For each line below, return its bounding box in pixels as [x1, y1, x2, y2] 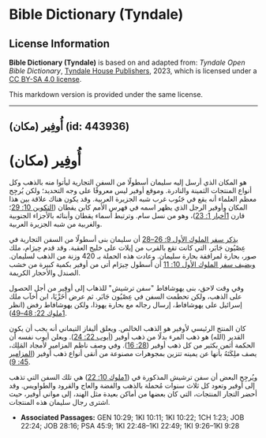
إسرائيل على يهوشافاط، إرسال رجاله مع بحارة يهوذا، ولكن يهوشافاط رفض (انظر [9, 300, 243, 310]
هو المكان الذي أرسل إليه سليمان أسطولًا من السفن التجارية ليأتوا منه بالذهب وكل [9, 177, 247, 187]
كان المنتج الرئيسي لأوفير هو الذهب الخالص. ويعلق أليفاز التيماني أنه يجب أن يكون [9, 324, 246, 333]
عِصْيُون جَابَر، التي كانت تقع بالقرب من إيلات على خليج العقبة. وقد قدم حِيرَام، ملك [9, 243, 246, 253]
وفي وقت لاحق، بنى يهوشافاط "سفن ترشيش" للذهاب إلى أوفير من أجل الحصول [9, 284, 244, 293]
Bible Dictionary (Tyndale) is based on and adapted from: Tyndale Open [9, 58, 245, 67]
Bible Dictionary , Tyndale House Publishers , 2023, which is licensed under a [9, 66, 257, 76]
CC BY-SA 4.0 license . [9, 75, 82, 84]
